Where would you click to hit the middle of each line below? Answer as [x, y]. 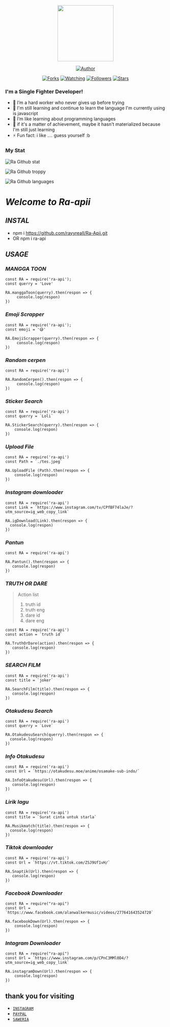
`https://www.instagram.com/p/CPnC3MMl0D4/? [80, 958]
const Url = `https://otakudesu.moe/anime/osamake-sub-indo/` [73, 771]
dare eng [35, 621]
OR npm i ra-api [29, 238]
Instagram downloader [34, 492]
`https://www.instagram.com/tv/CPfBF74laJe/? [84, 507]
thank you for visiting [40, 996]
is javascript [25, 114]
